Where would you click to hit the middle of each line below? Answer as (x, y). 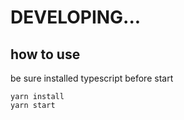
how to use (45, 54)
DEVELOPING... (76, 17)
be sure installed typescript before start (92, 78)
